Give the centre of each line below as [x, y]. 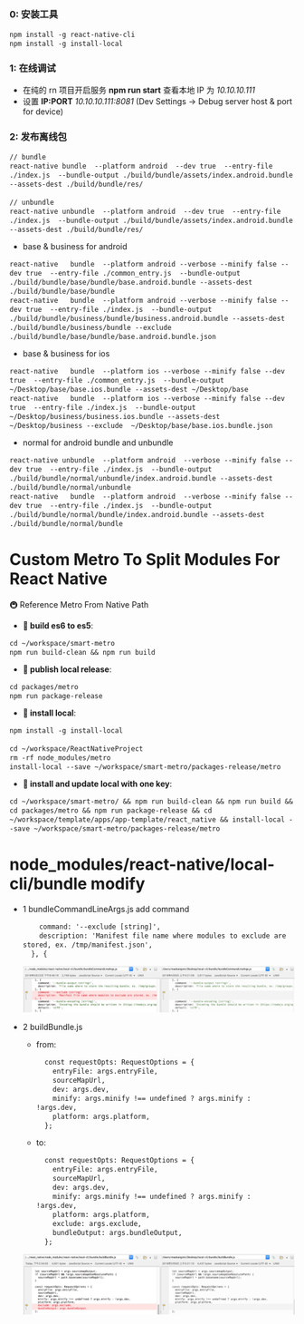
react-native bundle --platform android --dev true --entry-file [141, 166]
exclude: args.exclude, [97, 1224]
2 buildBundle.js [52, 1027]
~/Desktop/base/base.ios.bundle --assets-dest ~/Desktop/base [129, 389]
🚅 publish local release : [67, 669]
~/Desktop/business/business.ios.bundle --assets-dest [115, 416]
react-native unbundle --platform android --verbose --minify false [145, 460]
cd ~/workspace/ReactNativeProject [76, 749]
